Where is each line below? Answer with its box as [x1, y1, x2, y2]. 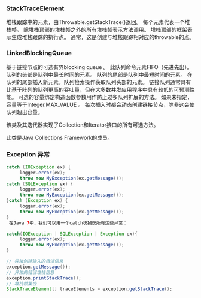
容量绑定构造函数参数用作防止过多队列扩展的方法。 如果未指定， [33, 93, 193, 100]
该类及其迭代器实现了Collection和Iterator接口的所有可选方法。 [6, 121, 160, 128]
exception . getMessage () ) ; [6, 264, 71, 270]
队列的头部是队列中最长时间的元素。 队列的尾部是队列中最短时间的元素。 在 [6, 71, 193, 78]
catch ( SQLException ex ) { [6, 181, 74, 187]
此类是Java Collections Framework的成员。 [6, 134, 113, 141]
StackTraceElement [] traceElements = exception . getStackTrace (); [6, 286, 172, 292]
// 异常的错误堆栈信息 [6, 269, 55, 275]
